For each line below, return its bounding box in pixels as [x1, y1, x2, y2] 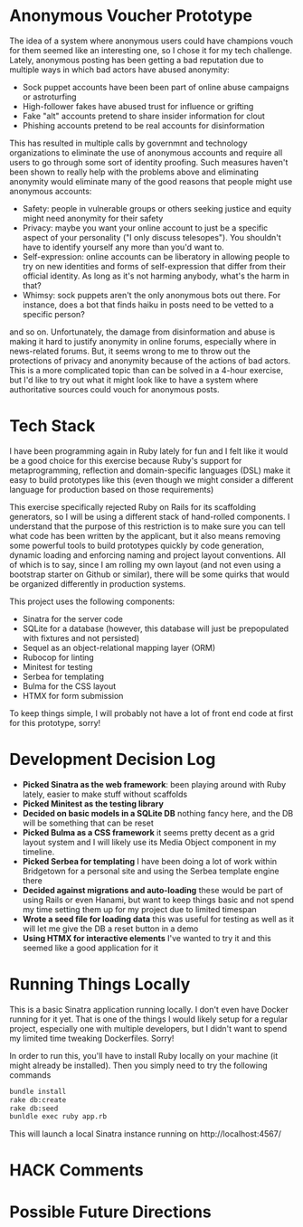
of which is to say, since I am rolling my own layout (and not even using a [9, 559, 281, 570]
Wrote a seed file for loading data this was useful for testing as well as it [22, 913, 295, 924]
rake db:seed [9, 1104, 59, 1113]
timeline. [22, 846, 55, 857]
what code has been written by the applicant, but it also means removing [9, 530, 281, 541]
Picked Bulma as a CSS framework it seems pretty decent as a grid [22, 826, 276, 837]
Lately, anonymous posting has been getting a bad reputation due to [9, 54, 264, 65]
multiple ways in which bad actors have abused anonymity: [9, 64, 231, 75]
